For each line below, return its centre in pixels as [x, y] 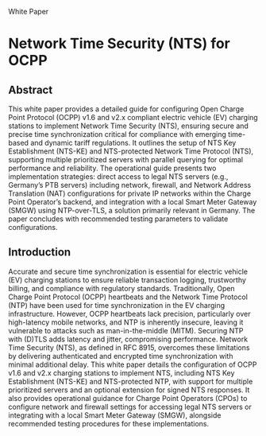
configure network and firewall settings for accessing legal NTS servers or [130, 407]
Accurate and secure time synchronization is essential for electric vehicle [128, 271]
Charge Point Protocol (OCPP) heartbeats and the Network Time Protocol [128, 297]
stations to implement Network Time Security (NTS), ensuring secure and [128, 126]
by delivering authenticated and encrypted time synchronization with [121, 356]
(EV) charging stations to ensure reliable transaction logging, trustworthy [127, 280]
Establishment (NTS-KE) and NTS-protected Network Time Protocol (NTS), [131, 151]
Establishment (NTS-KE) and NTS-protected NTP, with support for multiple [131, 381]
